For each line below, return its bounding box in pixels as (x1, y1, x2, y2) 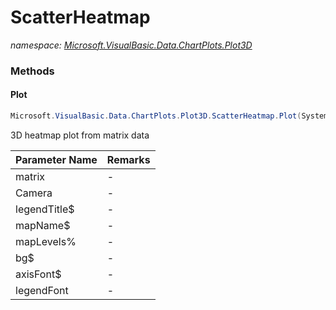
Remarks (106, 152, 151, 166)
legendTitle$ (15, 202, 75, 216)
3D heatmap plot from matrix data (10, 129, 150, 141)
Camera (15, 186, 53, 200)
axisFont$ (15, 267, 62, 281)
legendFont (15, 283, 69, 297)
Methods (10, 64, 55, 78)
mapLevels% (15, 234, 77, 248)
